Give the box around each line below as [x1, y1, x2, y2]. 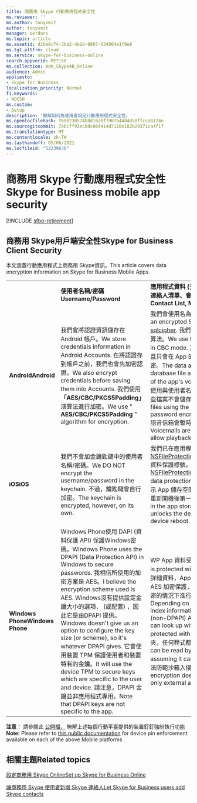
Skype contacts [6, 791, 44, 798]
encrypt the [60, 469, 93, 477]
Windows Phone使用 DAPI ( [60, 528, 137, 536]
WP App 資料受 [150, 557, 192, 565]
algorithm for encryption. [60, 418, 129, 426]
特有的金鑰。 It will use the [60, 660, 133, 668]
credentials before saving [60, 376, 131, 385]
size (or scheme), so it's [60, 634, 127, 642]
